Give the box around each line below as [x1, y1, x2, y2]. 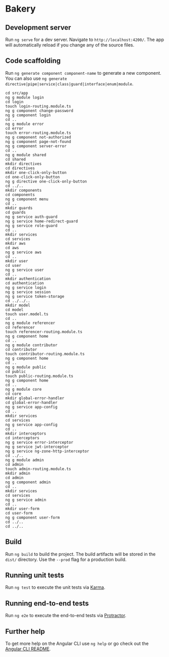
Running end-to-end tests [5, 599, 89, 607]
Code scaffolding [5, 57, 61, 65]
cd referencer [5, 324, 35, 330]
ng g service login [5, 285, 47, 290]
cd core [5, 391, 22, 396]
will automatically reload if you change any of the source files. [5, 42, 135, 48]
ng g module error [5, 121, 44, 126]
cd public [5, 369, 26, 374]
